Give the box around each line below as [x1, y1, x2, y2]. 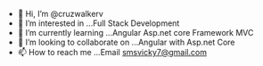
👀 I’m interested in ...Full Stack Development [17, 18, 180, 29]
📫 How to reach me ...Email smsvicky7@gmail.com [17, 47, 208, 57]
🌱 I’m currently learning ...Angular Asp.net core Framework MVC [17, 28, 254, 37]
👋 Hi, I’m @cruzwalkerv [17, 9, 104, 19]
